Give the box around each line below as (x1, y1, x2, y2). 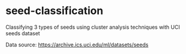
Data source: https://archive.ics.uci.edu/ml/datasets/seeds (5, 41, 149, 48)
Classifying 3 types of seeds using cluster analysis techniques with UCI (5, 23, 180, 31)
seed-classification (5, 4, 104, 18)
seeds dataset (5, 29, 40, 36)
